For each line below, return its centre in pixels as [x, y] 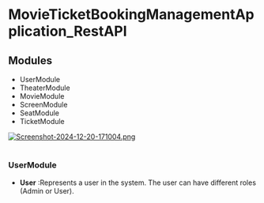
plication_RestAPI [68, 31]
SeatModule [39, 113]
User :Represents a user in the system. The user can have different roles [138, 182]
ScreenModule [43, 105]
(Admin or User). [47, 190]
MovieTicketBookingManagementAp [131, 15]
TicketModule [42, 121]
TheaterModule [45, 88]
